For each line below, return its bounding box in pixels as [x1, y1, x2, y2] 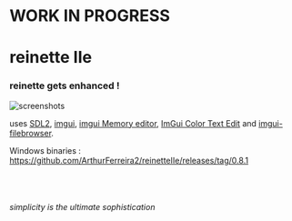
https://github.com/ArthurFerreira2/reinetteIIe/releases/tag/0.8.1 [9, 155, 248, 166]
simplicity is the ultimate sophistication [9, 201, 156, 212]
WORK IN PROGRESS [9, 5, 171, 26]
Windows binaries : [9, 145, 82, 156]
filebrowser [9, 127, 52, 138]
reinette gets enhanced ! [9, 79, 120, 92]
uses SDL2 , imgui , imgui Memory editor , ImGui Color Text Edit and [9, 117, 257, 128]
